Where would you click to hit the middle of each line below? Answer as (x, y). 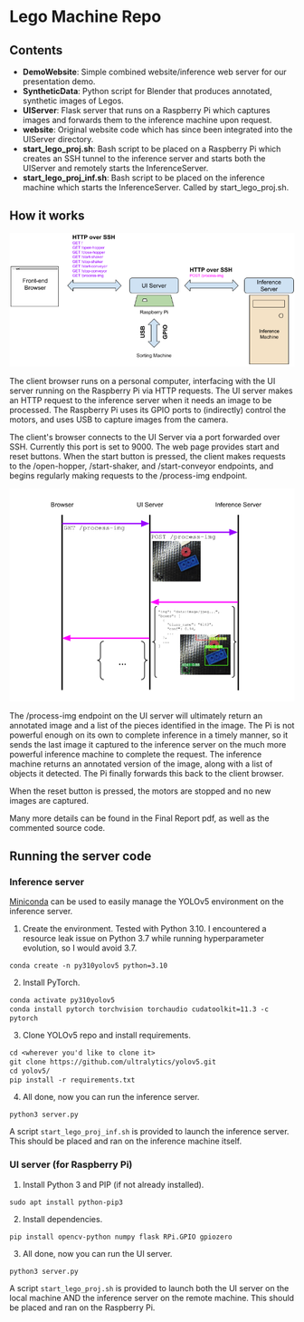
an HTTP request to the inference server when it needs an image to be (141, 400)
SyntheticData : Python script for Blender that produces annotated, (147, 91)
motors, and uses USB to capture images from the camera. (119, 420)
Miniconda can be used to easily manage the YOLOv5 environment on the (147, 902)
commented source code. (57, 827)
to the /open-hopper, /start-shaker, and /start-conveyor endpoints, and (142, 466)
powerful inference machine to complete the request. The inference (136, 754)
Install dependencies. (62, 1219)
